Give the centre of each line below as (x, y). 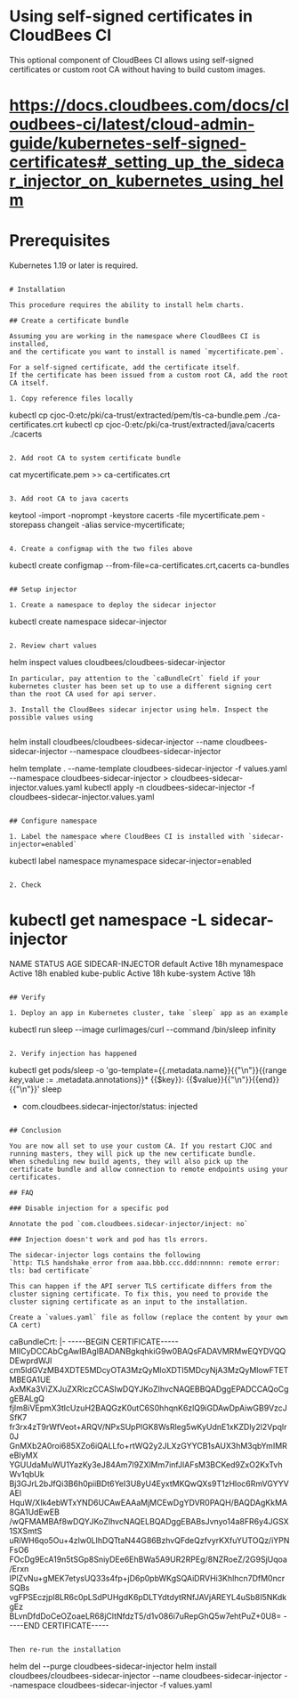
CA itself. (29, 383)
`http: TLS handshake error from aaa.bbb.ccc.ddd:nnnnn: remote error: (145, 1263)
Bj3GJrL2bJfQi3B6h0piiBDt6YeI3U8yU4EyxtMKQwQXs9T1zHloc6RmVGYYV (149, 1484)
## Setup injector (43, 589)
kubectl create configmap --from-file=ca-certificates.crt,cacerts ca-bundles (149, 565)
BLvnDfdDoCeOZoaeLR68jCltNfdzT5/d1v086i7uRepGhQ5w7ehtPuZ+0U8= (145, 1616)
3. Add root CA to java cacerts (69, 499)
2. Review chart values (53, 646)
